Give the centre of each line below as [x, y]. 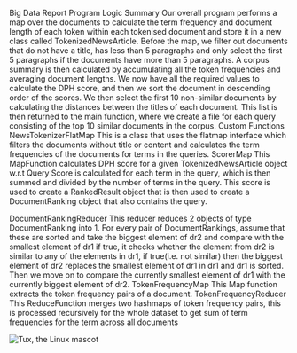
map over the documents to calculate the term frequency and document [141, 22]
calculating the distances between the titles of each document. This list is [143, 107]
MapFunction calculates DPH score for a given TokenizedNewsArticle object [148, 164]
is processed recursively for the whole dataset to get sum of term [129, 313]
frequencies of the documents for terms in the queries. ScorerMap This [140, 154]
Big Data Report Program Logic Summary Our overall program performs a [143, 13]
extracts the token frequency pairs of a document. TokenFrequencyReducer [148, 294]
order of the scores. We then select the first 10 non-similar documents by [143, 98]
